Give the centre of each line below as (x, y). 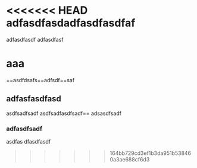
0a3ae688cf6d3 (130, 159)
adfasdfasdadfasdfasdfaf (71, 23)
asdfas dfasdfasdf (29, 141)
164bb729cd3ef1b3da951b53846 (151, 153)
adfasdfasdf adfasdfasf (35, 39)
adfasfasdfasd (34, 99)
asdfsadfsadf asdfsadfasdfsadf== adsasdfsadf (64, 113)
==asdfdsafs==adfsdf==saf (40, 80)
